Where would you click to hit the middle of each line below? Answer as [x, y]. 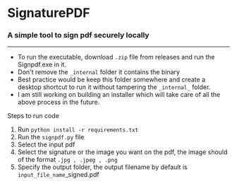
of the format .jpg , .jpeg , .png [67, 160]
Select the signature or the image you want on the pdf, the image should [122, 152]
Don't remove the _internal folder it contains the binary [98, 72]
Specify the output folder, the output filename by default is [103, 167]
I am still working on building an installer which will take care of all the [119, 95]
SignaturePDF [49, 13]
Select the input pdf [46, 145]
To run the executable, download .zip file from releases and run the [116, 57]
